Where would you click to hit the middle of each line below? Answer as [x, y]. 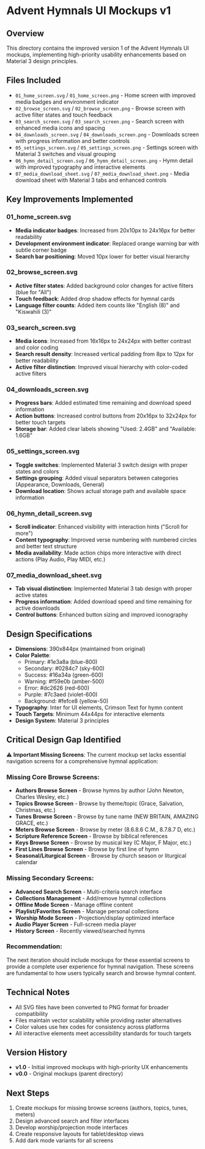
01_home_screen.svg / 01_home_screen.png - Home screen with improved [105, 95]
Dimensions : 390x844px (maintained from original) [80, 649]
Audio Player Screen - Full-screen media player [76, 924]
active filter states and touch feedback [64, 115]
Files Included [34, 80]
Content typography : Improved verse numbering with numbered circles [106, 539]
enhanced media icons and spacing [60, 128]
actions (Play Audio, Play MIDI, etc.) [60, 559]
